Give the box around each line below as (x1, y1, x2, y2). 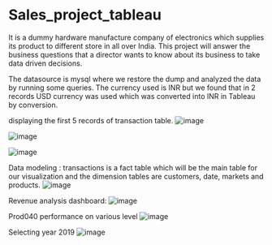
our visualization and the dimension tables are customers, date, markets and (8, 171, 264, 181)
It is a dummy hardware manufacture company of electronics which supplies (8, 32, 265, 42)
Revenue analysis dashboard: (8, 196, 107, 205)
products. (8, 180, 41, 190)
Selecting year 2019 (8, 227, 76, 237)
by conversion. (8, 100, 58, 110)
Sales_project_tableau (8, 6, 162, 24)
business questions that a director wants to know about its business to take (8, 49, 261, 59)
